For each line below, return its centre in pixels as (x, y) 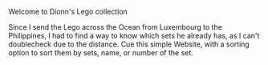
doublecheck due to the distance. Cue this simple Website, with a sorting (129, 44)
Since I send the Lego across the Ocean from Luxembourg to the (116, 27)
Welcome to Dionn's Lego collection (68, 12)
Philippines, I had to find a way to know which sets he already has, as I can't (134, 36)
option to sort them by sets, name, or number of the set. (101, 53)
